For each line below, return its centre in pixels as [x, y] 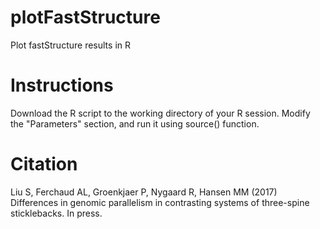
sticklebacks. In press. [56, 213]
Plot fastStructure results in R [70, 45]
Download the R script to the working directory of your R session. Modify [160, 113]
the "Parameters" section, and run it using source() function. [135, 123]
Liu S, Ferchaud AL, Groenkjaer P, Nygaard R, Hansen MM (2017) [144, 192]
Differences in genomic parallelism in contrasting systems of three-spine [160, 202]
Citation [44, 164]
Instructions [62, 85]
